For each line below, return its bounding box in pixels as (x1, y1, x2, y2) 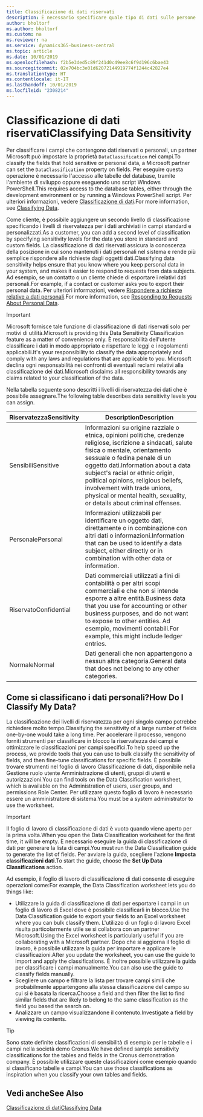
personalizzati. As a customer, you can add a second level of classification (6, 228, 190, 236)
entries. (85, 639, 107, 647)
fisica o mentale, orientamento (85, 445, 172, 454)
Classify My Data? (6, 702, 77, 712)
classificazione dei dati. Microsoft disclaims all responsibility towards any (6, 367, 187, 375)
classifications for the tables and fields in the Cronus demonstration (6, 1051, 175, 1058)
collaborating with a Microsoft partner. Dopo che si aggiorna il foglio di (14, 938, 191, 945)
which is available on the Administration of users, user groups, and (6, 782, 172, 789)
